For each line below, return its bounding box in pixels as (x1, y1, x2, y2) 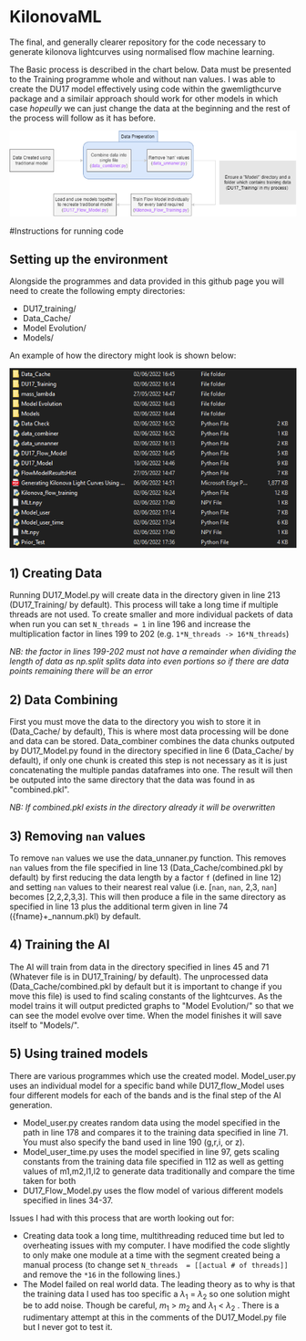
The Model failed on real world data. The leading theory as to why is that (22, 1278, 296, 1289)
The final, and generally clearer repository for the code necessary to (9, 37, 266, 47)
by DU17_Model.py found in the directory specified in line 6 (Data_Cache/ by (9, 746, 294, 757)
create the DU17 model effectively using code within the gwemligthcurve (9, 83, 282, 94)
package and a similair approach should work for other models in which (9, 93, 279, 104)
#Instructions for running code (9, 225, 125, 236)
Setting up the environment (9, 252, 168, 267)
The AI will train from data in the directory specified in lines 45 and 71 (9, 961, 270, 972)
